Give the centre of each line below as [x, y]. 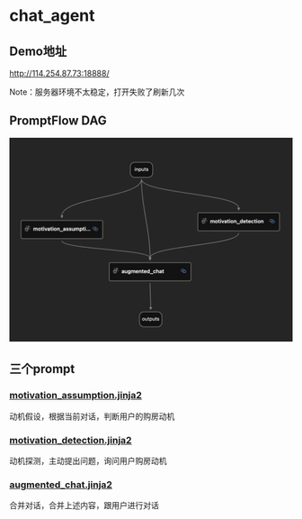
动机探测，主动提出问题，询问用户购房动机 [88, 461]
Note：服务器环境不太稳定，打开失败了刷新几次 [97, 92]
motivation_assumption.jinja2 [75, 396]
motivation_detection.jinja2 [71, 440]
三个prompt [42, 369]
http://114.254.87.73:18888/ [59, 73]
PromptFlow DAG [58, 121]
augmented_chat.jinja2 [61, 485]
